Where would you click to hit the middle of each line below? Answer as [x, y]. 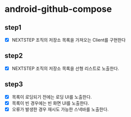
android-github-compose [58, 9]
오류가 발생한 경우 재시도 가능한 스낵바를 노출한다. [60, 109]
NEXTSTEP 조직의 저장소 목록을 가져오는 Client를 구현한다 [69, 40]
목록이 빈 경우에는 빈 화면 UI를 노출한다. [50, 103]
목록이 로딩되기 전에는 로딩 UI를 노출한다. [52, 97]
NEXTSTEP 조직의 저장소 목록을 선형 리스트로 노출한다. [65, 68]
